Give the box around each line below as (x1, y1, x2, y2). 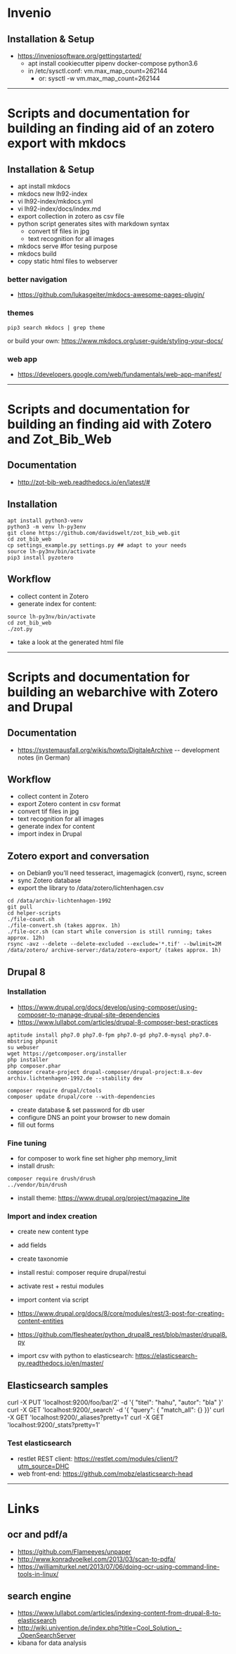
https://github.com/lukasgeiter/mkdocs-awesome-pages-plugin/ (17, 290, 205, 299)
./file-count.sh (7, 916, 55, 923)
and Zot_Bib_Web (7, 431, 112, 448)
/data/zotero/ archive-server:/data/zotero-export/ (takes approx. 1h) (7, 946, 221, 954)
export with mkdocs (7, 135, 126, 152)
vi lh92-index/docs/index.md (17, 204, 102, 213)
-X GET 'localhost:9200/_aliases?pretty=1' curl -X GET (7, 1413, 164, 1421)
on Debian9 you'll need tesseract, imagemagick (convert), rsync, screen (17, 869, 227, 877)
